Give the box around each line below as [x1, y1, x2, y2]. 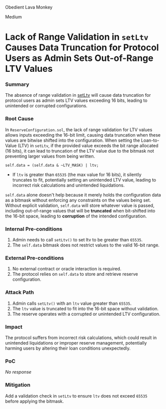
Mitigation [5, 382, 31, 389]
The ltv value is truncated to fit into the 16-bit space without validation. [12, 305, 159, 311]
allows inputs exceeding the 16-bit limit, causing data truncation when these [5, 132, 161, 138]
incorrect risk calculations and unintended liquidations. [12, 182, 125, 188]
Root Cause [5, 115, 34, 122]
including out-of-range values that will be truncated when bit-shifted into [5, 207, 156, 213]
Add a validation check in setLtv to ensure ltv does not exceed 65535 [5, 393, 148, 399]
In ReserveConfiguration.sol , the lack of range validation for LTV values [5, 127, 153, 133]
